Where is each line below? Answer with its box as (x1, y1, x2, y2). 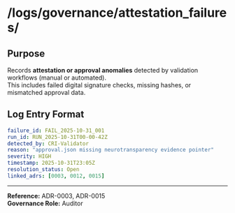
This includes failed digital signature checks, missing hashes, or (7, 81, 192, 89)
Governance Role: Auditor (7, 199, 83, 207)
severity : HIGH (7, 153, 52, 160)
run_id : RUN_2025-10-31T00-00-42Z (7, 133, 108, 140)
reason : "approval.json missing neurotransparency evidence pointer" (7, 147, 215, 154)
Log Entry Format (7, 108, 85, 120)
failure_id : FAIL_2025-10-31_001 (7, 127, 105, 134)
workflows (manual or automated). (7, 73, 107, 82)
